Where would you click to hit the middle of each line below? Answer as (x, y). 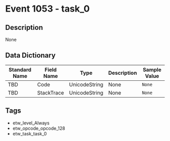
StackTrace (51, 92)
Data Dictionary (30, 55)
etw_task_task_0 (30, 133)
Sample (152, 70)
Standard (20, 70)
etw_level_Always (31, 123)
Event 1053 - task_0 (48, 9)
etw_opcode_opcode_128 (39, 128)
